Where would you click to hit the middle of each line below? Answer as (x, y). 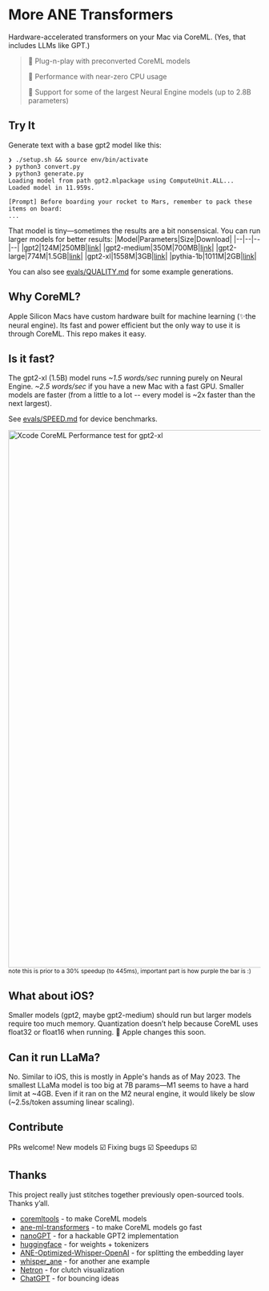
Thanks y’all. (29, 1203)
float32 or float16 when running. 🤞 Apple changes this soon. (107, 1032)
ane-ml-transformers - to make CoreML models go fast (111, 1227)
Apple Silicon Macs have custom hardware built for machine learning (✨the (132, 316)
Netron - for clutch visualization (72, 1269)
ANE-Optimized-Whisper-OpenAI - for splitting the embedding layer (132, 1253)
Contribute (36, 1127)
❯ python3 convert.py (44, 167)
